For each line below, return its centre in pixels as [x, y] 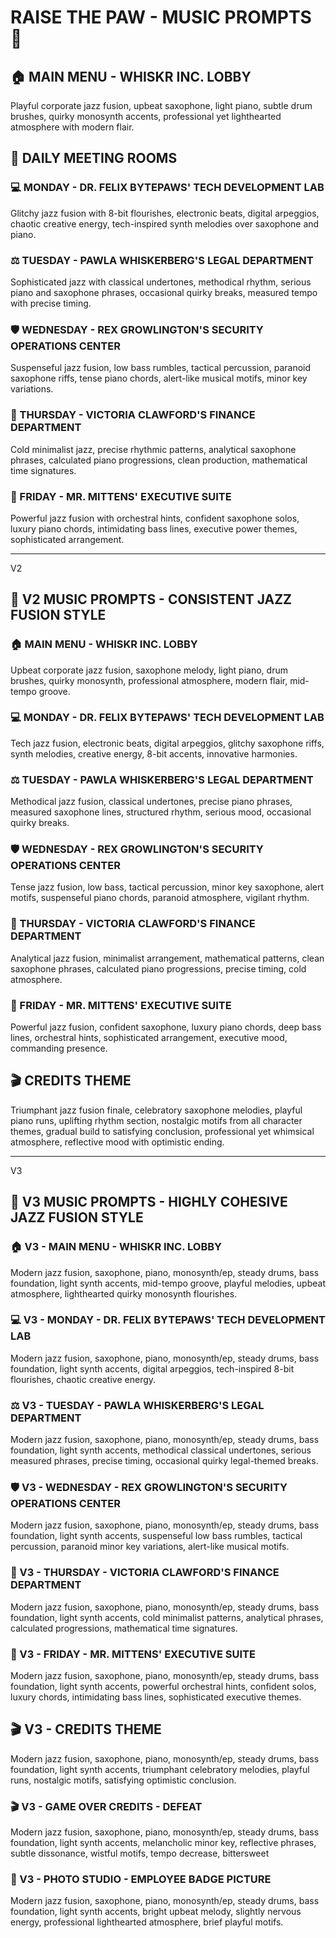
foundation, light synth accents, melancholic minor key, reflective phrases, [163, 1843]
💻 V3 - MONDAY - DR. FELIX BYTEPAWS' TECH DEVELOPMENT [168, 1320]
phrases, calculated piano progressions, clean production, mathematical [159, 460]
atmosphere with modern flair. [72, 127]
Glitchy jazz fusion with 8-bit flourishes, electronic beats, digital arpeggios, [165, 213]
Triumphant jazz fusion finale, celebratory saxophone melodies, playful [156, 1110]
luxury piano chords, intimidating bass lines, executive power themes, [154, 528]
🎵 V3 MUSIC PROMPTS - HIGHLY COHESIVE [149, 1202]
